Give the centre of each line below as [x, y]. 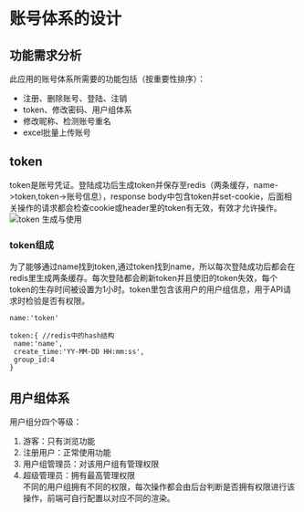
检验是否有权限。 [57, 301]
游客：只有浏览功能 [59, 441]
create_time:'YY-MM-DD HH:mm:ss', [79, 352]
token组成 [32, 245]
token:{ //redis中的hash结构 [62, 336]
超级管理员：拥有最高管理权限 [79, 475]
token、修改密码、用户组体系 [77, 110]
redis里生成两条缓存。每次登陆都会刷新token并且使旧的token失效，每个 [144, 278]
